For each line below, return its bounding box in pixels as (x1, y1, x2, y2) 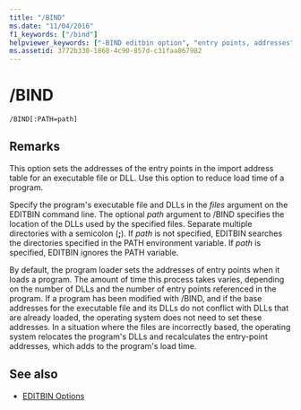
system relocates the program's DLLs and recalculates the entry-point (9, 331, 269, 342)
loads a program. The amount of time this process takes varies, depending (9, 274, 285, 284)
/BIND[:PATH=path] (9, 115, 78, 124)
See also (9, 367, 58, 382)
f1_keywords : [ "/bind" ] (9, 30, 99, 39)
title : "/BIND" (9, 13, 66, 22)
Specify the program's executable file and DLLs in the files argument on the (9, 199, 288, 210)
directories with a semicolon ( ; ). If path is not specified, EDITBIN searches (9, 228, 283, 239)
